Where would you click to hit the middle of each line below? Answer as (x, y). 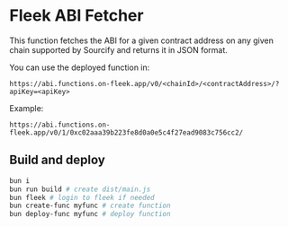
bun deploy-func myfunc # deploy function (90, 214)
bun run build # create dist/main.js (80, 189)
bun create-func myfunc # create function (90, 206)
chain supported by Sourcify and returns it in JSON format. (118, 49)
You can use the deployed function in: (80, 67)
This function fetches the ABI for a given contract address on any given (142, 40)
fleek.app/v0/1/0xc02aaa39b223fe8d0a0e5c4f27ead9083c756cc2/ (126, 132)
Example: (27, 108)
